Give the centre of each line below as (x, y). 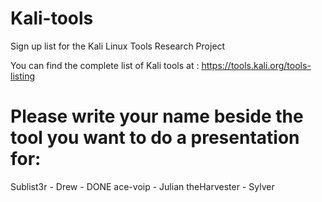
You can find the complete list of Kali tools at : (105, 65)
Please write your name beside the (157, 116)
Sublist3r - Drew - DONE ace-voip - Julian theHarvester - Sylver (142, 186)
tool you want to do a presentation (155, 138)
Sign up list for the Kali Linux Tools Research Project (118, 46)
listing (22, 76)
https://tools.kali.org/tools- (256, 65)
